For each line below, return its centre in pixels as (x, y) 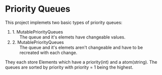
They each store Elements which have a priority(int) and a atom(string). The (81, 62)
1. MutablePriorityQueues (38, 32)
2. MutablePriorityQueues (38, 42)
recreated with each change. (48, 53)
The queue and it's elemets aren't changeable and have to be (81, 47)
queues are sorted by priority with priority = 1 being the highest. (69, 67)
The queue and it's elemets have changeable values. (72, 37)
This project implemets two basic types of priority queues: (64, 22)
